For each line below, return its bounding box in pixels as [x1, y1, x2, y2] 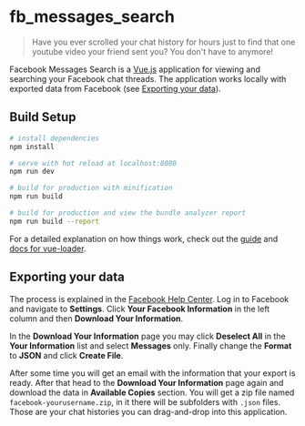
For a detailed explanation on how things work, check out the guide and [9, 233, 279, 244]
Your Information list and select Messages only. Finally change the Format [9, 340, 292, 351]
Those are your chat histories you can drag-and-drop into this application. [9, 406, 288, 417]
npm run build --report [9, 217, 100, 226]
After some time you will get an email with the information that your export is [9, 367, 296, 379]
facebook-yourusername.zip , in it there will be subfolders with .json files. [9, 396, 280, 407]
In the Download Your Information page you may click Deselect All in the [9, 330, 286, 341]
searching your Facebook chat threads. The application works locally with [9, 73, 287, 84]
